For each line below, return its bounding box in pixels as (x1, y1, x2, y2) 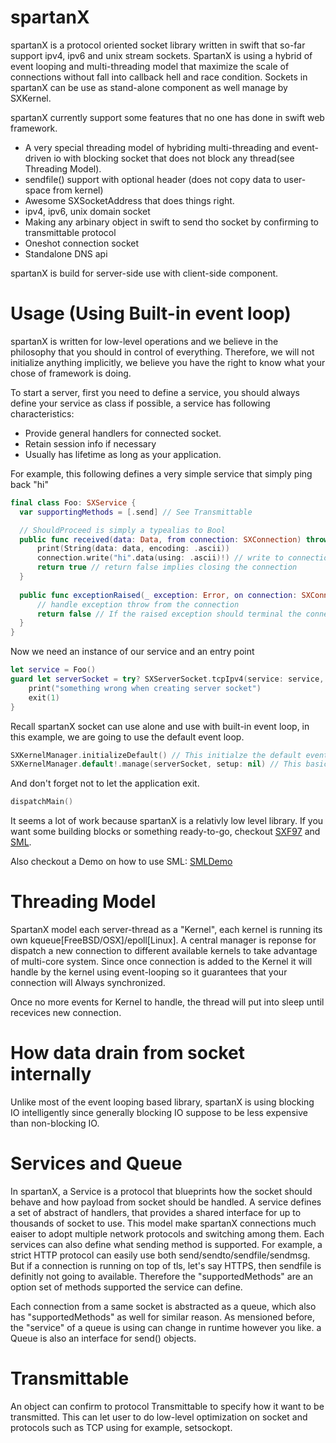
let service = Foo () (10, 665, 97, 675)
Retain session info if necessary (24, 437, 157, 450)
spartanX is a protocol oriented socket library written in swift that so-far (10, 39, 306, 51)
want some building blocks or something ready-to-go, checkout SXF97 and (10, 826, 321, 838)
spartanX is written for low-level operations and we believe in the (10, 335, 279, 347)
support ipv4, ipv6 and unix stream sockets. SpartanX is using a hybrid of (10, 49, 313, 61)
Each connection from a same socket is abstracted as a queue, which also (10, 1300, 317, 1312)
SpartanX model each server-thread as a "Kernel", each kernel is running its (10, 924, 323, 936)
